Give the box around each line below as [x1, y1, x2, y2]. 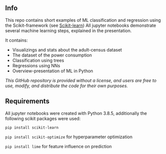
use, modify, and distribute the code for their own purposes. [5, 83, 128, 89]
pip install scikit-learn [5, 125, 58, 130]
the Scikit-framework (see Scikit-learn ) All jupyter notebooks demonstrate [5, 22, 156, 28]
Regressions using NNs [12, 62, 60, 68]
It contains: [5, 37, 28, 43]
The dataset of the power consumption [12, 52, 92, 58]
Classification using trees [12, 57, 64, 63]
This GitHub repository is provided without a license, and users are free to [5, 77, 157, 83]
